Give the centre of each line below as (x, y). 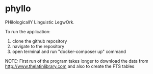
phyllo (18, 9)
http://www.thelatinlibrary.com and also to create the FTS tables (70, 66)
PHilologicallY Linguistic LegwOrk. (40, 22)
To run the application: (28, 31)
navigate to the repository (38, 46)
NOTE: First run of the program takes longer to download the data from (77, 61)
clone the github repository (39, 41)
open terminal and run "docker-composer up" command (69, 51)
